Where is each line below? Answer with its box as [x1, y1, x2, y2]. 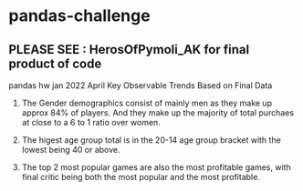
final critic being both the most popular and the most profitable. [21, 172, 261, 182]
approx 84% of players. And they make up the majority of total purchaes [21, 107, 294, 118]
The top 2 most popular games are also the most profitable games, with [21, 162, 291, 173]
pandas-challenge [8, 5, 151, 26]
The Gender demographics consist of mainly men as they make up [21, 97, 273, 108]
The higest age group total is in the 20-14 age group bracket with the [21, 135, 282, 146]
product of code [8, 55, 102, 71]
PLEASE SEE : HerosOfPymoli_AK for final [8, 42, 250, 57]
